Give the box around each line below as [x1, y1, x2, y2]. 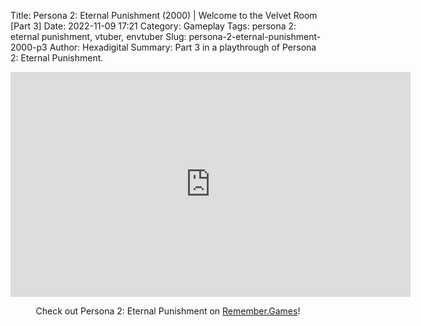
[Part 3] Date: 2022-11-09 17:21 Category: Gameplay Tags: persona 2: [10, 20, 297, 32]
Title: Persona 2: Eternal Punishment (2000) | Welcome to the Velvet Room [10, 10, 318, 21]
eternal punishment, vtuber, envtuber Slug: [10, 31, 187, 42]
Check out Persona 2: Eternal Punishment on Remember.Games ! [35, 305, 301, 317]
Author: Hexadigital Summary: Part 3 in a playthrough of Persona [49, 41, 317, 53]
